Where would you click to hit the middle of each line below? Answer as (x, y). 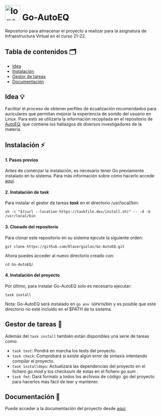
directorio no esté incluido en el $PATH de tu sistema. (59, 309)
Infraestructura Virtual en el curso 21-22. (46, 36)
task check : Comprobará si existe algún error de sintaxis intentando (80, 356)
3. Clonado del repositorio (32, 226)
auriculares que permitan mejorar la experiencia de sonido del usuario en (78, 114)
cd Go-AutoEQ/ (19, 264)
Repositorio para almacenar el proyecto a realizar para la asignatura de (76, 31)
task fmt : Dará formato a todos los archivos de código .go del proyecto (83, 376)
